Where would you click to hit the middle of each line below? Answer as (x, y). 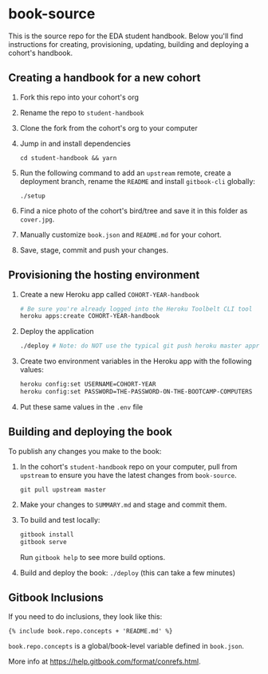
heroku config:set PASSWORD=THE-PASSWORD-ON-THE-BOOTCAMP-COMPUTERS (136, 392)
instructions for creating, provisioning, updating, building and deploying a (129, 44)
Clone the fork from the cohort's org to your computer (108, 127)
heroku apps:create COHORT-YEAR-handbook (89, 316)
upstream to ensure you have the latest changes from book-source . (128, 475)
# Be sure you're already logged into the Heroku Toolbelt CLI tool (136, 309)
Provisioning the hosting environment (104, 275)
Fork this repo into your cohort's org (79, 97)
